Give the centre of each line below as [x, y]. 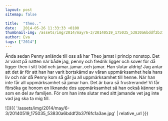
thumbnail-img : [21, 33]
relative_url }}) [134, 113]
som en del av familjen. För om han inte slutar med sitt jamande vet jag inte [82, 93]
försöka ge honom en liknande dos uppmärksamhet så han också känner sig [84, 88]
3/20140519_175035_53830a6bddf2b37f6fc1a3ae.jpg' [60, 113]
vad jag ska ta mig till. [27, 98]
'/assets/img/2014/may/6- [43, 108]
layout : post [19, 10]
